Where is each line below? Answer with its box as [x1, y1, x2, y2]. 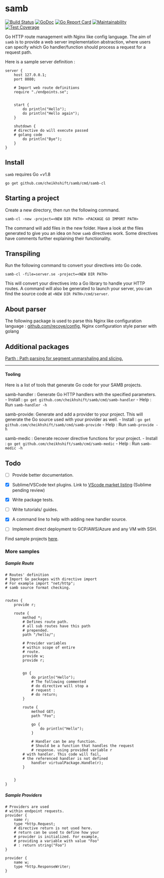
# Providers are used [5, 804, 49, 810]
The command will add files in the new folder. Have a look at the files [5, 225, 143, 231]
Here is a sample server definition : [5, 59, 76, 64]
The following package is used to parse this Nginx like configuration [5, 318, 142, 324]
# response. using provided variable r [31, 748, 112, 753]
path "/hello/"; [22, 632, 56, 637]
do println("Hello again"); [22, 111, 80, 116]
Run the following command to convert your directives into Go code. [5, 262, 143, 269]
